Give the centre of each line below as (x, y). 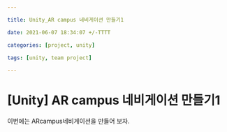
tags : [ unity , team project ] (50, 58)
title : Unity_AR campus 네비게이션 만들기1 (66, 20)
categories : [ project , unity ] (51, 45)
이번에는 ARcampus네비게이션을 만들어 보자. (69, 121)
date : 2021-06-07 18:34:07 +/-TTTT (59, 32)
